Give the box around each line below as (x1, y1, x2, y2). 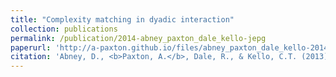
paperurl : (10, 42, 52, 53)
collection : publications (10, 24, 118, 34)
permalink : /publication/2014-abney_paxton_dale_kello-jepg (10, 33, 267, 43)
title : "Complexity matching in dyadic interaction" (10, 14, 235, 25)
